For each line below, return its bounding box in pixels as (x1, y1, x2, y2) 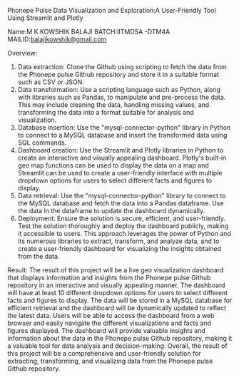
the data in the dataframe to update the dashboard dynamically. (17, 207, 205, 215)
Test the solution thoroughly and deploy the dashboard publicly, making (17, 222, 229, 230)
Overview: (7, 49, 38, 57)
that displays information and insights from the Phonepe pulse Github (7, 274, 211, 282)
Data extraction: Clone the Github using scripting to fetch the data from (17, 63, 227, 71)
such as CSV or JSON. (17, 78, 84, 86)
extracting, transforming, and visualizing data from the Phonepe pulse (7, 356, 213, 365)
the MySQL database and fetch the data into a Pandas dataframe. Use (17, 199, 224, 207)
